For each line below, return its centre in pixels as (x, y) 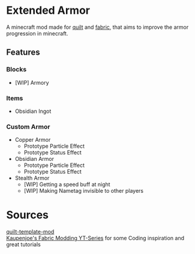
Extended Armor (48, 11)
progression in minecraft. (37, 33)
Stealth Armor (32, 178)
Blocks (16, 70)
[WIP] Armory (32, 82)
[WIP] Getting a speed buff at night (67, 184)
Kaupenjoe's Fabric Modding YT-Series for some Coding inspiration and (95, 238)
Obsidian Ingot (33, 111)
